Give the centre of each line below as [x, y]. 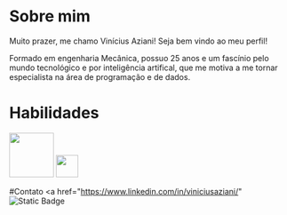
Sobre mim [50, 16]
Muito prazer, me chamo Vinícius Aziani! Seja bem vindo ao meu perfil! [139, 41]
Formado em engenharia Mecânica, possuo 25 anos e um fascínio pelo [139, 58]
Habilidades [54, 113]
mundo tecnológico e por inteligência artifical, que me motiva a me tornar [143, 68]
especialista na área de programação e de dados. [100, 76]
